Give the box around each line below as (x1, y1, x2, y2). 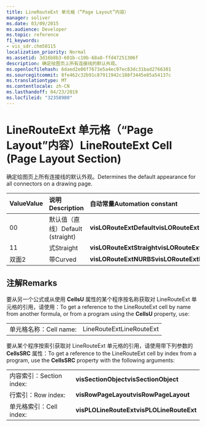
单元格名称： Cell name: (9, 325, 77, 334)
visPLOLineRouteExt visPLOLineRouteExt (75, 405, 197, 414)
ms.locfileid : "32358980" (6, 95, 72, 101)
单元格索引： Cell (9, 402, 58, 410)
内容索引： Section (9, 371, 63, 380)
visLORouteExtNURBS (90, 254, 155, 263)
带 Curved (48, 255, 77, 264)
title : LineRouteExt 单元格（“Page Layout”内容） (6, 9, 129, 15)
